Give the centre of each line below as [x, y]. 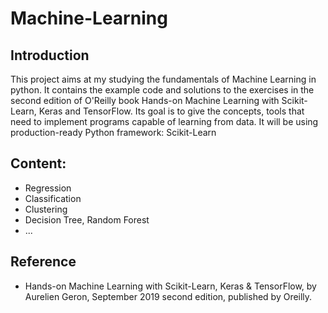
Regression [48, 188]
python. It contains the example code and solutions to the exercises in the [162, 90]
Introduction [50, 55]
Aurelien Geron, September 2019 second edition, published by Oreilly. [168, 296]
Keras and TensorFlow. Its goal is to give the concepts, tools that [171, 111]
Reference [43, 262]
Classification [53, 198]
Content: [38, 163]
